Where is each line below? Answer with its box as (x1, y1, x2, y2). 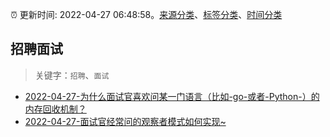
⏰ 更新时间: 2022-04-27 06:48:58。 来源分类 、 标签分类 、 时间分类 (10, 9, 283, 20)
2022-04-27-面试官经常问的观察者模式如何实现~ (24, 115, 227, 127)
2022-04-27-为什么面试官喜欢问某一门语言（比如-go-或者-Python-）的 (24, 90, 320, 102)
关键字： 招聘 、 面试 (34, 69, 110, 81)
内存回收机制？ (24, 103, 87, 115)
